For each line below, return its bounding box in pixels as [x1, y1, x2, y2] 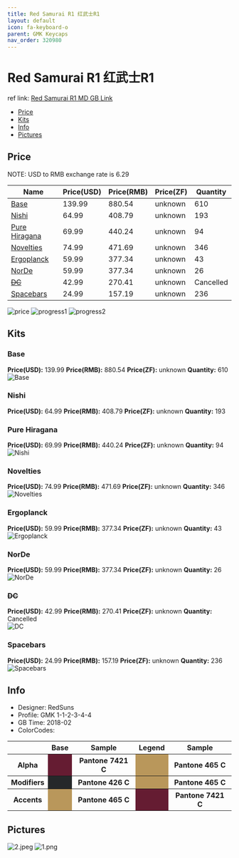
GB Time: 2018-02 [17, 718, 72, 727]
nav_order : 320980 [7, 37, 62, 44]
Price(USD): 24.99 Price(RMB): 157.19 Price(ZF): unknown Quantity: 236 [7, 656, 223, 665]
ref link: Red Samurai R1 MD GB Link [7, 94, 113, 103]
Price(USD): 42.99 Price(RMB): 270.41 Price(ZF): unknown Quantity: [7, 607, 213, 616]
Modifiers [11, 777, 45, 787]
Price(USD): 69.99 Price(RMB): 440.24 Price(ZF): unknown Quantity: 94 [7, 441, 224, 450]
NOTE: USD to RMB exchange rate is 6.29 [7, 170, 129, 178]
